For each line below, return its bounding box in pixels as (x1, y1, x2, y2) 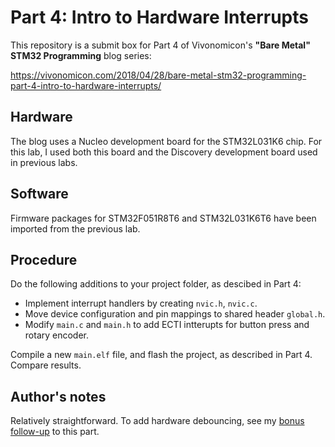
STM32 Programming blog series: (10, 49, 152, 61)
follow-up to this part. (10, 426, 100, 438)
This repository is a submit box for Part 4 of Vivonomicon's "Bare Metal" (10, 39, 311, 51)
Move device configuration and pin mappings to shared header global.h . (24, 308, 326, 320)
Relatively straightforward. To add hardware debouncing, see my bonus (10, 415, 305, 427)
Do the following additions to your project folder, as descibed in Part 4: (10, 278, 302, 290)
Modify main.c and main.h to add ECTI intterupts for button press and (24, 319, 310, 331)
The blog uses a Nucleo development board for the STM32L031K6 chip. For (10, 135, 323, 147)
